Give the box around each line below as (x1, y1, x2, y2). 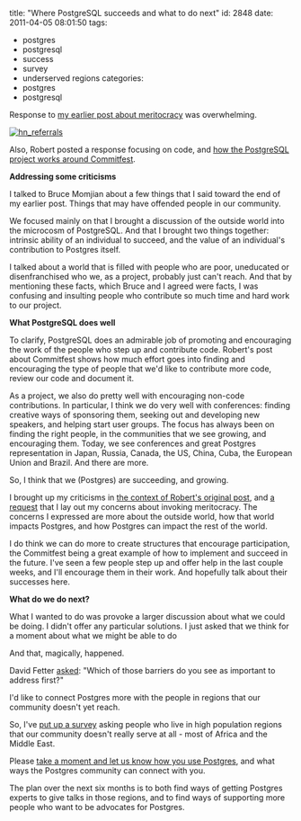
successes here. (9, 576, 70, 587)
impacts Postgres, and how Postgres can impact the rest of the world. (9, 521, 268, 531)
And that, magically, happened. (9, 647, 125, 658)
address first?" (9, 674, 65, 685)
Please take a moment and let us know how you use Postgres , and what (9, 755, 276, 766)
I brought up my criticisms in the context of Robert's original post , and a (9, 492, 276, 503)
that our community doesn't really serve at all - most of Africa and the (9, 728, 268, 739)
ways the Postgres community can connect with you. (9, 765, 206, 776)
